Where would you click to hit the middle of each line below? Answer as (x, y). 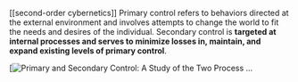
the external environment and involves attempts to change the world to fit (144, 22)
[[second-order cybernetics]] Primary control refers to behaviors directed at (149, 13)
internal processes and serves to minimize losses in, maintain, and (135, 41)
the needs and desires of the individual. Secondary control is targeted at (143, 32)
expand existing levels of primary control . (88, 51)
